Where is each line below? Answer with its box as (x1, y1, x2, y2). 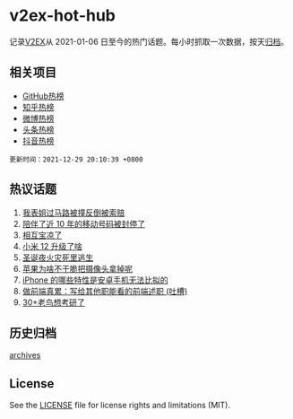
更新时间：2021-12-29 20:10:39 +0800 (9, 154, 143, 164)
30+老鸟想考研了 (22, 297, 85, 308)
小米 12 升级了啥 (22, 240, 82, 251)
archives (9, 350, 41, 361)
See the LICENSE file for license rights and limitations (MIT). (9, 400, 231, 411)
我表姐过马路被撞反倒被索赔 (22, 207, 125, 218)
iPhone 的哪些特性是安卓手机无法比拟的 (22, 275, 168, 285)
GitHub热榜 (22, 91, 65, 101)
